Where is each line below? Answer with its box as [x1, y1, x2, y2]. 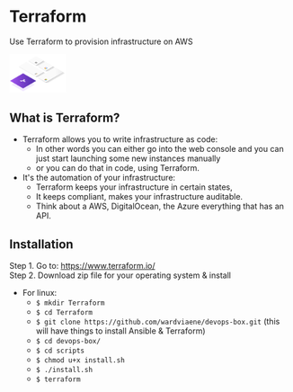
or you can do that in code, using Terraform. [35, 163, 200, 174]
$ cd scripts [35, 346, 85, 356]
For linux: [22, 288, 58, 298]
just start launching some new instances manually [35, 153, 221, 164]
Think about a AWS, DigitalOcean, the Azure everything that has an [35, 200, 285, 212]
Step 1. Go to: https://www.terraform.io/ [9, 261, 155, 272]
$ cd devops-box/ [35, 337, 102, 346]
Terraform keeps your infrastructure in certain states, [35, 182, 234, 192]
